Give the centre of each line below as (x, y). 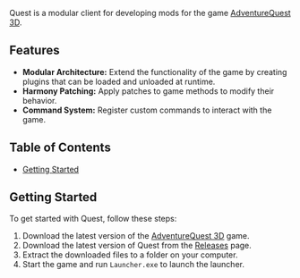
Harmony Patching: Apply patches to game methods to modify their (148, 91)
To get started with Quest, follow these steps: (93, 219)
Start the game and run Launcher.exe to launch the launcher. (133, 265)
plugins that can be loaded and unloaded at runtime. (119, 81)
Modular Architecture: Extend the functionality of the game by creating (154, 72)
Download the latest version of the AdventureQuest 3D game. (136, 236)
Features (34, 51)
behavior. (39, 100)
